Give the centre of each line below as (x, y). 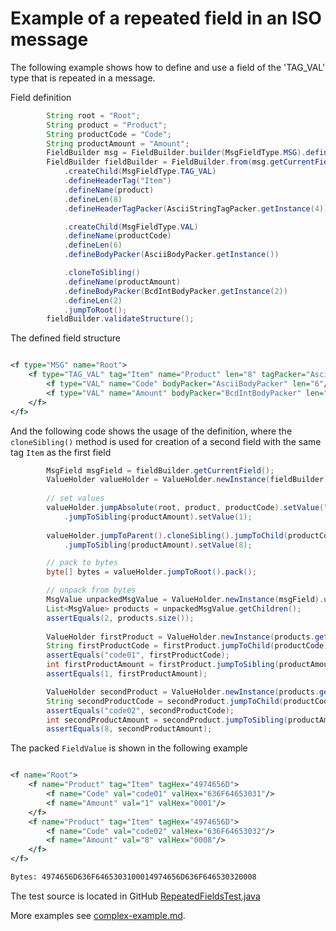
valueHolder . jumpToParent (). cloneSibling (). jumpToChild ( (167, 535)
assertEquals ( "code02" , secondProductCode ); (140, 710)
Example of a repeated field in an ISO (166, 18)
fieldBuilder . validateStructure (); (120, 319)
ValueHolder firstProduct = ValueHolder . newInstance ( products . (180, 637)
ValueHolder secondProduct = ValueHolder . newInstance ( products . (183, 692)
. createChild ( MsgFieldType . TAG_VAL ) (140, 172)
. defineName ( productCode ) (117, 236)
